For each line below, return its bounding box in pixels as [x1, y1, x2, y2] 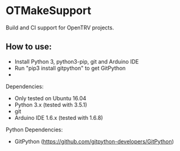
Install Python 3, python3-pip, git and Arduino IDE [14, 57, 139, 65]
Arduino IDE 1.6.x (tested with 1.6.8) [14, 114, 103, 121]
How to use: [5, 42, 52, 52]
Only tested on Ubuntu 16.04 [14, 94, 86, 101]
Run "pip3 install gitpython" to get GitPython [14, 64, 126, 72]
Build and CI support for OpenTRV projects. [5, 24, 114, 31]
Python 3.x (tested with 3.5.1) [14, 101, 88, 108]
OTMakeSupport [5, 4, 92, 18]
